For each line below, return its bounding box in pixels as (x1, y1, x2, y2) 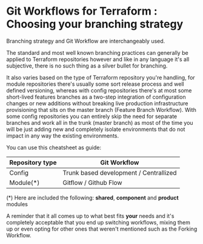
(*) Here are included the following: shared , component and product (6, 193, 179, 201)
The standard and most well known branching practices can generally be (6, 49, 189, 56)
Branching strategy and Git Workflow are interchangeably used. (6, 37, 165, 44)
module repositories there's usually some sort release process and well (6, 80, 184, 88)
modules (6, 200, 28, 207)
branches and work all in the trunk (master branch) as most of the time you (6, 119, 193, 126)
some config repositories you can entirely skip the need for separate (6, 113, 178, 120)
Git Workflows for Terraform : (6, 4, 158, 18)
